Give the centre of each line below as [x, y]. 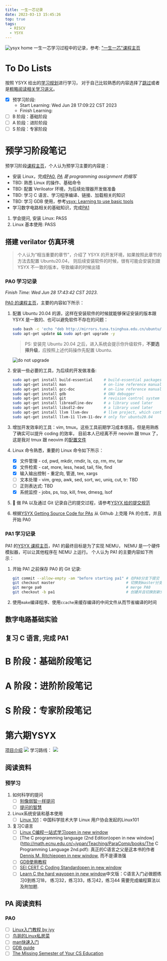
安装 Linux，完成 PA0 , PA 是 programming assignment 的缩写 [74, 176]
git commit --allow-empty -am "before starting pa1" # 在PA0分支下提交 [86, 578]
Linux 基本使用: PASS [34, 225]
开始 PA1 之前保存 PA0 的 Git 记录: [47, 569]
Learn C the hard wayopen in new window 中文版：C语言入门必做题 [88, 874]
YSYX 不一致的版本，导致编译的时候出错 [59, 267]
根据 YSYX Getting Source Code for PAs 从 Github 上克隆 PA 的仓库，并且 [87, 513]
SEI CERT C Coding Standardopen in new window [71, 868]
